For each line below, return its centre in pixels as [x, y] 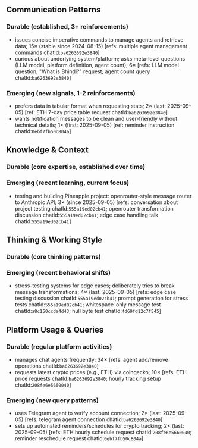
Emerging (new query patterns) [53, 400]
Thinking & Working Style [54, 239]
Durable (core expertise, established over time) [76, 167]
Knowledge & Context [48, 150]
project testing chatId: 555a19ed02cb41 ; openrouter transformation [94, 208]
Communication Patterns [54, 10]
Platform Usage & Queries [55, 330]
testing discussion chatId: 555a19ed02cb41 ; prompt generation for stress [101, 298]
